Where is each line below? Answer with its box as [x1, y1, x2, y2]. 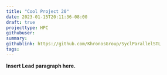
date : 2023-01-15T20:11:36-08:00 [6, 14, 88, 20]
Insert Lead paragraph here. [6, 62, 76, 69]
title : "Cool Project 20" [6, 8, 69, 15]
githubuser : [6, 30, 35, 36]
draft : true [6, 19, 35, 25]
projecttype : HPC [6, 24, 49, 31]
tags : [6, 47, 19, 52]
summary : [6, 35, 28, 41]
